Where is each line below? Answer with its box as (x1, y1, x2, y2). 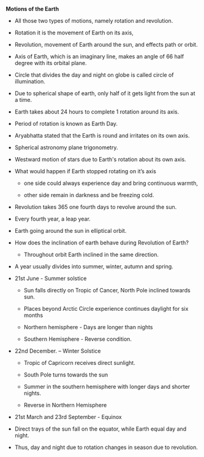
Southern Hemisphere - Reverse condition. (23, 335, 132, 343)
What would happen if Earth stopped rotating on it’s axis (14, 168, 157, 174)
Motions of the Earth (6, 6, 59, 12)
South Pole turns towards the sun (23, 371, 108, 378)
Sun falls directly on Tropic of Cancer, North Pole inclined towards (23, 287, 191, 294)
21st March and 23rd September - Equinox (14, 413, 122, 420)
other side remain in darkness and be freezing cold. (23, 192, 154, 198)
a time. (14, 96, 32, 103)
